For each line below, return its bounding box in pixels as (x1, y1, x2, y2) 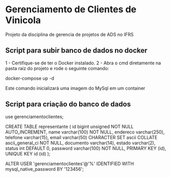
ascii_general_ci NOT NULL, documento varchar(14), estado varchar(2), (5, 140, 156, 146)
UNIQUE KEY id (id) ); (5, 150, 51, 157)
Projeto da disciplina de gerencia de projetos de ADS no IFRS (5, 31, 134, 37)
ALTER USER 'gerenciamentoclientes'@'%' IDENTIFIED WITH (5, 160, 134, 167)
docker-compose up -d (5, 75, 55, 81)
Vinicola (5, 14, 41, 26)
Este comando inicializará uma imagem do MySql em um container (5, 85, 145, 91)
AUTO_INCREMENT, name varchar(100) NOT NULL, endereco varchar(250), (5, 129, 165, 135)
